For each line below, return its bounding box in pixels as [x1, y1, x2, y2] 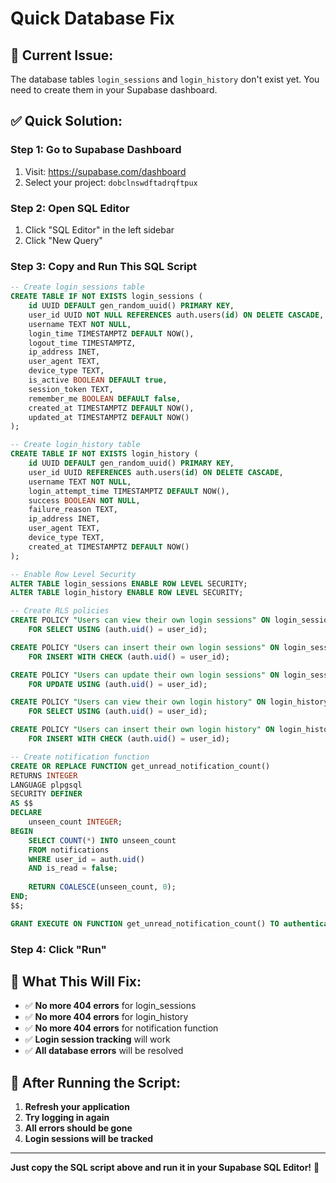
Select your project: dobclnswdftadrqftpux [24, 176, 198, 188]
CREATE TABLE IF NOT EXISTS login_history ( [10, 449, 199, 459]
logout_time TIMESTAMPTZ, [28, 338, 137, 348]
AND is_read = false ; [28, 863, 118, 874]
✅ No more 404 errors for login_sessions [24, 1000, 197, 1012]
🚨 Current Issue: [10, 47, 114, 64]
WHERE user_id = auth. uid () [28, 854, 145, 864]
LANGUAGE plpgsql [10, 780, 83, 790]
